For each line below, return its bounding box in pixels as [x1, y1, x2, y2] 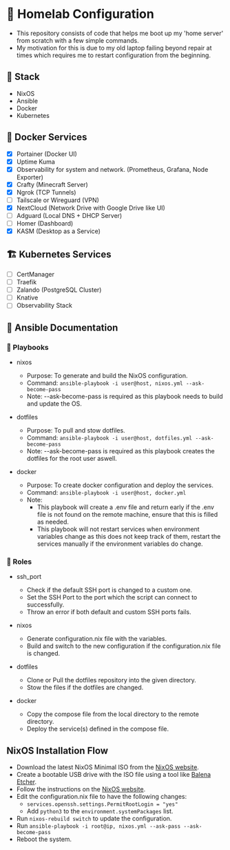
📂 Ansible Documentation [6, 322, 118, 333]
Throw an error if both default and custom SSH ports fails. [26, 608, 191, 616]
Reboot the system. [16, 835, 72, 844]
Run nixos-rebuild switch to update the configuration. [16, 814, 172, 823]
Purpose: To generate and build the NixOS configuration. [26, 372, 188, 379]
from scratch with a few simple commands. [16, 36, 139, 44]
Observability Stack [16, 302, 73, 310]
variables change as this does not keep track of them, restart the [36, 533, 221, 540]
